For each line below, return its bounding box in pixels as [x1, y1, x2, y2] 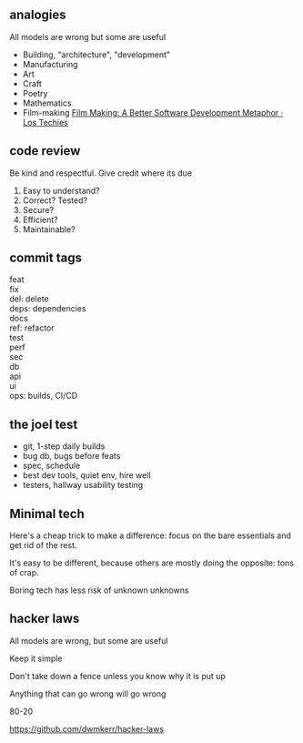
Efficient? [22, 214, 58, 225]
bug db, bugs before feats [22, 451, 121, 462]
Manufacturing [22, 58, 79, 69]
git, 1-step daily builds [22, 441, 106, 452]
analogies [9, 7, 66, 23]
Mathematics [22, 97, 72, 108]
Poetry [22, 87, 48, 98]
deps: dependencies [9, 303, 86, 314]
